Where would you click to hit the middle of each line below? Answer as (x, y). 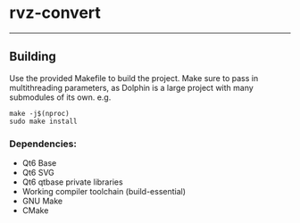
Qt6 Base (39, 163)
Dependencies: (43, 144)
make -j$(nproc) (39, 113)
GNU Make (42, 201)
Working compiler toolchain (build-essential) (104, 192)
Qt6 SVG (38, 173)
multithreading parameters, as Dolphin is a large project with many (132, 87)
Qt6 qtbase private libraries (72, 182)
